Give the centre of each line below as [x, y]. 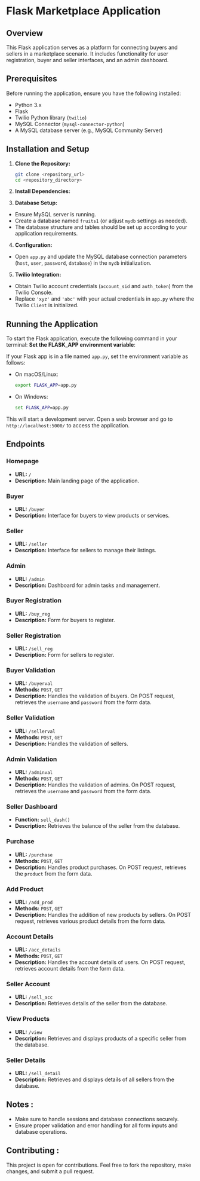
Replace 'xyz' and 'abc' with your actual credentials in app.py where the [104, 299]
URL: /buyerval [34, 683]
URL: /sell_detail [38, 1073]
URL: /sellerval [35, 731]
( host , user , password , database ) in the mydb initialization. [83, 263]
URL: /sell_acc [34, 997]
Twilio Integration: [38, 275]
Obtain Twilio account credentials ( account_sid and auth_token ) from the [104, 286]
